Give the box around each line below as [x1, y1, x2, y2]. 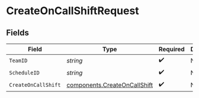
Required [158, 45, 185, 53]
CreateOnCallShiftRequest [6, 4, 139, 18]
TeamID [9, 57, 28, 64]
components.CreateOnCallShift [66, 81, 153, 89]
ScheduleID [9, 69, 40, 76]
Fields [6, 28, 30, 38]
